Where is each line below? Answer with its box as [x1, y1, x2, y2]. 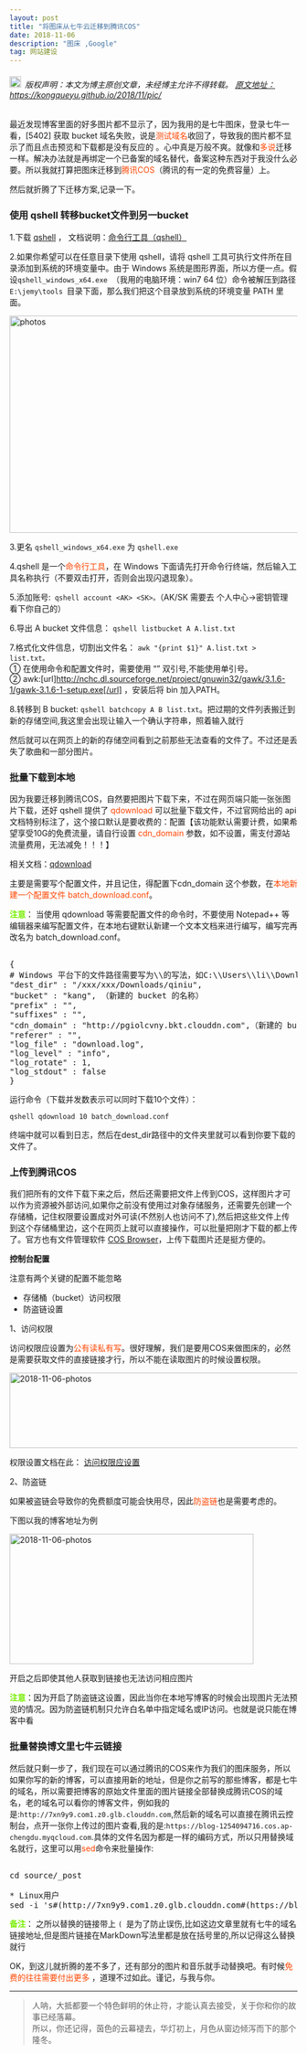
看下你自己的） [9, 602, 66, 613]
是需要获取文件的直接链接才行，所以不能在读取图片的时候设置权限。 [9, 1354, 266, 1365]
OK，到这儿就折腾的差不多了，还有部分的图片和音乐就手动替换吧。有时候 [9, 1960, 286, 1971]
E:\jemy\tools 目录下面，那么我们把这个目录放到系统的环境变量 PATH [9, 285, 274, 296]
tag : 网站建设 [9, 48, 58, 57]
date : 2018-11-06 [9, 30, 76, 39]
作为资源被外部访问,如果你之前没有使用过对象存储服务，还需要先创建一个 [16, 1199, 292, 1211]
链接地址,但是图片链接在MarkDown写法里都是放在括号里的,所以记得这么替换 [9, 1930, 295, 1941]
